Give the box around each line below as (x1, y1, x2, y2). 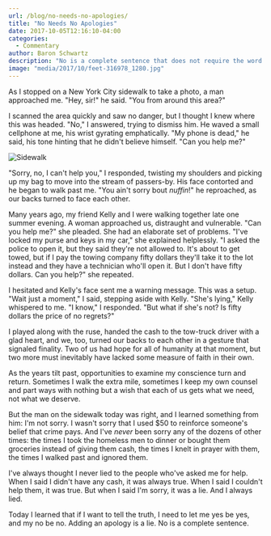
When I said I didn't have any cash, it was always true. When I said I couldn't (8, 476, 263, 486)
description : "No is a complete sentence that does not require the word (8, 57, 263, 65)
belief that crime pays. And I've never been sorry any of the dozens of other (8, 426, 261, 437)
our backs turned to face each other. (8, 193, 131, 203)
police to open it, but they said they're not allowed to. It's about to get (8, 243, 240, 253)
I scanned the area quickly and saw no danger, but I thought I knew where (8, 111, 256, 120)
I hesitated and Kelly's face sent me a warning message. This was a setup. (8, 285, 257, 295)
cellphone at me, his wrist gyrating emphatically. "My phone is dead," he (8, 128, 250, 137)
